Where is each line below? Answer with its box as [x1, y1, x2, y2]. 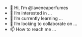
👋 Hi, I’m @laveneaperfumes [9, 5, 69, 10]
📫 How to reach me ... [9, 26, 56, 32]
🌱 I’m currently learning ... [9, 15, 63, 21]
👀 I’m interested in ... [9, 10, 52, 16]
